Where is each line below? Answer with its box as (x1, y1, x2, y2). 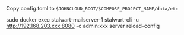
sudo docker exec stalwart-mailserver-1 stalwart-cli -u (6, 16, 139, 23)
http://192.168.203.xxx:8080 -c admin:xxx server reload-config (6, 23, 160, 29)
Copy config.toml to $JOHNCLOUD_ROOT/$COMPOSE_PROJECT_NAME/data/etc (6, 5, 179, 12)
